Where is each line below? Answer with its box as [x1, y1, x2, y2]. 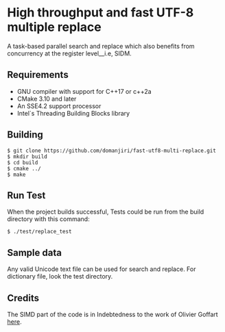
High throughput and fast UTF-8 [7, 5, 194, 21]
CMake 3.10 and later [16, 94, 77, 103]
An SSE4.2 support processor [16, 101, 102, 110]
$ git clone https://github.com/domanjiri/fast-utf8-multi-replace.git [7, 147, 216, 154]
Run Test [7, 190, 46, 201]
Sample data [7, 246, 62, 258]
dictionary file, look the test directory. [7, 272, 113, 281]
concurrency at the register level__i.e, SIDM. [7, 49, 132, 58]
